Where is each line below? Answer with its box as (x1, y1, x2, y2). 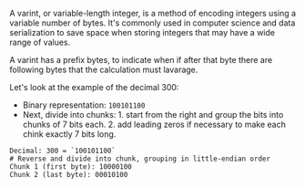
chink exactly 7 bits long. (22, 129, 117, 140)
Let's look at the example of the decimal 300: (9, 82, 179, 92)
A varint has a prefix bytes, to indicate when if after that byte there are (9, 55, 273, 65)
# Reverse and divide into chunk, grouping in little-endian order (9, 154, 271, 163)
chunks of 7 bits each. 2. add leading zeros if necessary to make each (22, 119, 287, 130)
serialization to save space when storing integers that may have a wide (9, 27, 276, 37)
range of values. (9, 37, 71, 47)
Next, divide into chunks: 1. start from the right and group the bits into (22, 110, 284, 120)
